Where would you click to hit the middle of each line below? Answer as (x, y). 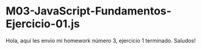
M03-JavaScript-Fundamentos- (89, 11)
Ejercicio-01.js (43, 24)
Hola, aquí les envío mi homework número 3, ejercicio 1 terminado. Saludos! (101, 40)
